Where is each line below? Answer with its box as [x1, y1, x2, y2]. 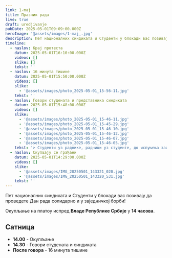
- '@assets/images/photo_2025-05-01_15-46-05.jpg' [18, 140, 130, 146]
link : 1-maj [5, 7, 31, 13]
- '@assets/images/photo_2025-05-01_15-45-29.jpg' [18, 121, 130, 127]
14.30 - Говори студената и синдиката [12, 241, 97, 248]
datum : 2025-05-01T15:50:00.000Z [14, 74, 86, 79]
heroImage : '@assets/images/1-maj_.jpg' [5, 31, 93, 36]
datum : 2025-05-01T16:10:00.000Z [14, 50, 86, 55]
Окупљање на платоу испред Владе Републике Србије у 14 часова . [5, 208, 155, 214]
